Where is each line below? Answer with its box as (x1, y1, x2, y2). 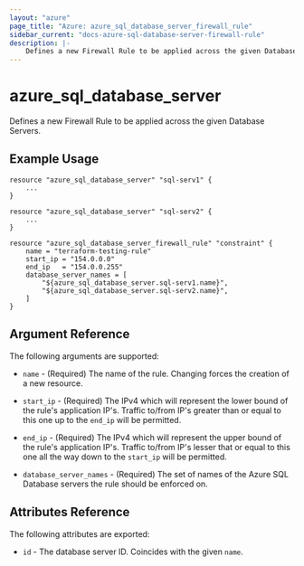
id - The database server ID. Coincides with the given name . (22, 546, 244, 557)
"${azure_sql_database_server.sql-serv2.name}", (42, 286, 229, 295)
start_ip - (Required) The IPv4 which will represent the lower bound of (22, 395, 289, 406)
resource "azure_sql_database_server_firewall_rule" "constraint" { (9, 239, 273, 248)
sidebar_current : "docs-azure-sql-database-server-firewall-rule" (9, 30, 265, 39)
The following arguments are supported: (9, 350, 160, 362)
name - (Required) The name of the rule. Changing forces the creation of (22, 368, 290, 379)
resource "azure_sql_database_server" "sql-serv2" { (9, 207, 213, 216)
